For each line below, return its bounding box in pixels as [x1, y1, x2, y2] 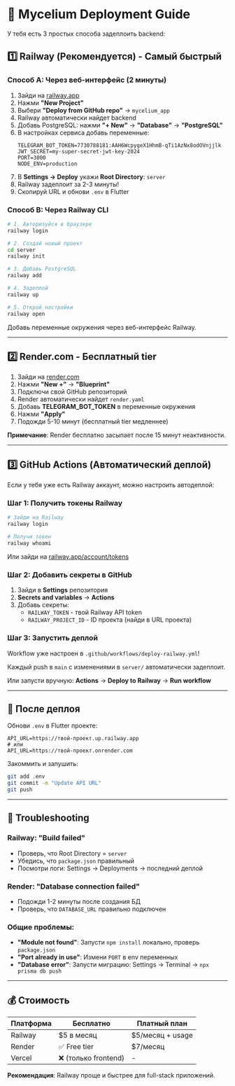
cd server [7, 246, 36, 253]
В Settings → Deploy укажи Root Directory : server [17, 172, 166, 181]
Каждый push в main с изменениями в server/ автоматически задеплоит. [7, 662, 226, 671]
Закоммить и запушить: [7, 760, 78, 768]
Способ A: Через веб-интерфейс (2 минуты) [7, 75, 166, 85]
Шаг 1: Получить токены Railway [7, 499, 123, 508]
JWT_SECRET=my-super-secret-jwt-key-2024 [17, 148, 140, 155]
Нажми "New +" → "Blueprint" [17, 380, 111, 389]
